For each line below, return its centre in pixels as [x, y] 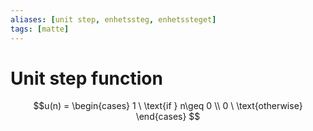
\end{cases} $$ [168, 117]
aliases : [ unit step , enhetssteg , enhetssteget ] [113, 19]
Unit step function [86, 78]
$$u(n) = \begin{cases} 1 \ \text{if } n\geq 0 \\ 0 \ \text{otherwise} [168, 106]
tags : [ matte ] [40, 29]
